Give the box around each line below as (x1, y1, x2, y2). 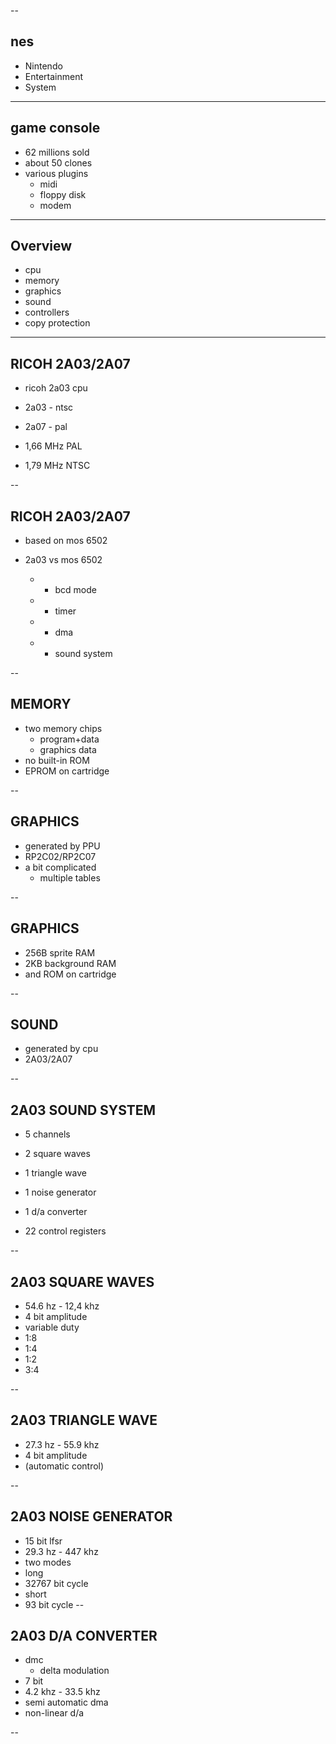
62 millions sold (24, 146, 90, 158)
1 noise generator (24, 1186, 97, 1199)
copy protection (24, 317, 91, 329)
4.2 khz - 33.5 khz (24, 1686, 101, 1698)
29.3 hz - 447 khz (24, 1545, 99, 1557)
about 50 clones (24, 156, 93, 169)
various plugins (24, 167, 89, 179)
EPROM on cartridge (24, 765, 110, 777)
